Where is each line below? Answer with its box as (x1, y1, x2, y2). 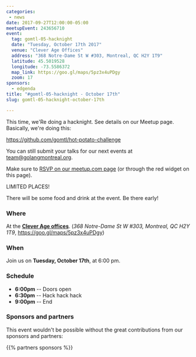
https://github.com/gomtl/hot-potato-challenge (6, 136, 121, 143)
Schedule (6, 272, 34, 280)
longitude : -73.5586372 (11, 63, 70, 70)
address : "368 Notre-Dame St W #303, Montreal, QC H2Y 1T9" (11, 53, 163, 59)
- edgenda (11, 86, 36, 92)
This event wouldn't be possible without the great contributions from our (6, 326, 183, 333)
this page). (6, 171, 33, 178)
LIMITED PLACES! (6, 183, 50, 190)
